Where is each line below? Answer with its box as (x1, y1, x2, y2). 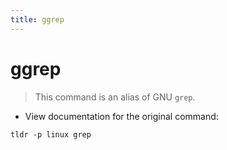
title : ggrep (10, 14, 65, 25)
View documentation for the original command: (24, 110, 219, 122)
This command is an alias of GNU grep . (34, 91, 196, 103)
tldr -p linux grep (10, 129, 92, 140)
